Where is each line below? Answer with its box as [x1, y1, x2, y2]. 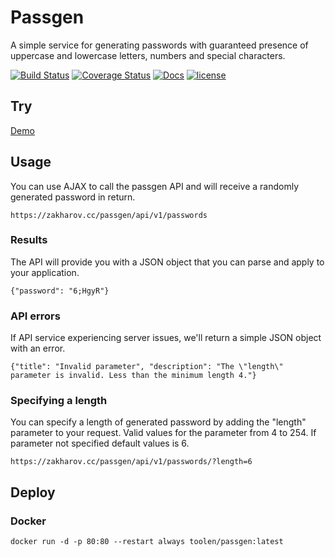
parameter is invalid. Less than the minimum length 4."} [10, 371, 257, 381]
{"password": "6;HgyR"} [10, 286, 110, 296]
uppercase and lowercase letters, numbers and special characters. [10, 49, 286, 61]
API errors [10, 309, 61, 323]
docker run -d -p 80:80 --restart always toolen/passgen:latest [10, 537, 284, 547]
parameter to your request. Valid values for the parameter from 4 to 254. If [10, 427, 317, 439]
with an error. [10, 342, 66, 355]
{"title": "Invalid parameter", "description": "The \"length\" [10, 362, 284, 372]
